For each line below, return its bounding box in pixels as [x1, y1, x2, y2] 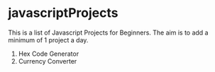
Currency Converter [18, 56, 77, 65]
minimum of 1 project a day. [8, 35, 89, 44]
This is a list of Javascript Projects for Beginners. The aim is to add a [8, 28, 209, 37]
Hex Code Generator [18, 49, 79, 58]
